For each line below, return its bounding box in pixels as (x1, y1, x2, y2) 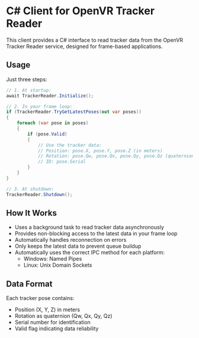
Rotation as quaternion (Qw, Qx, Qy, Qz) (14, 312, 113, 320)
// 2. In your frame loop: (6, 103, 73, 109)
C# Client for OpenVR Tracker (6, 4, 155, 18)
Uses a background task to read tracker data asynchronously (14, 224, 165, 231)
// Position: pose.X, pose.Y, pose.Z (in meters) (37, 147, 163, 154)
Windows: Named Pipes (23, 255, 82, 263)
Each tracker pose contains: (6, 295, 75, 302)
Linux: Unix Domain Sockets (23, 261, 92, 268)
